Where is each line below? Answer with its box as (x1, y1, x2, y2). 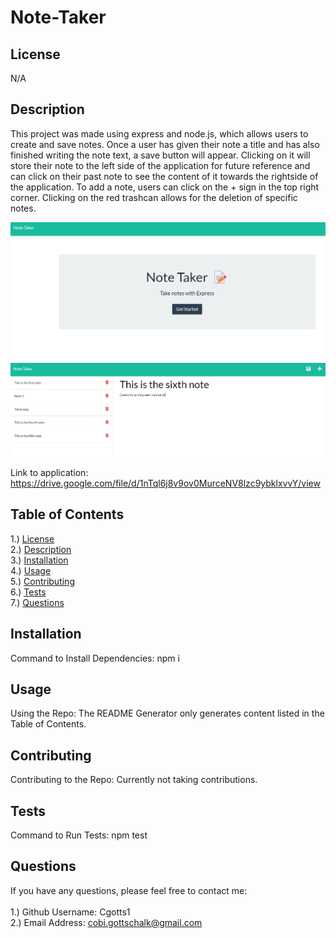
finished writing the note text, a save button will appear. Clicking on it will (10, 149, 311, 161)
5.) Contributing (10, 575, 75, 587)
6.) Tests (10, 586, 47, 598)
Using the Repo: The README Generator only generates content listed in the (10, 707, 325, 720)
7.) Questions (10, 596, 65, 608)
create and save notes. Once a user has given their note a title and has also (10, 138, 320, 150)
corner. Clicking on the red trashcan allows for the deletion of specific (10, 191, 298, 203)
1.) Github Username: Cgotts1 (10, 906, 131, 918)
